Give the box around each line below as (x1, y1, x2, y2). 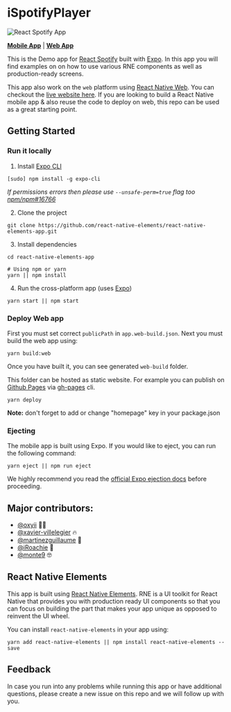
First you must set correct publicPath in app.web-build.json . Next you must (7, 329, 223, 338)
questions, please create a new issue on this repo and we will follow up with (7, 689, 224, 697)
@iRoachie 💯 (17, 543, 54, 552)
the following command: (7, 449, 76, 458)
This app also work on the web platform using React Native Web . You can (7, 83, 215, 91)
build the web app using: (7, 336, 78, 345)
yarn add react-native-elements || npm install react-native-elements (7, 638, 216, 645)
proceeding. (7, 482, 42, 490)
